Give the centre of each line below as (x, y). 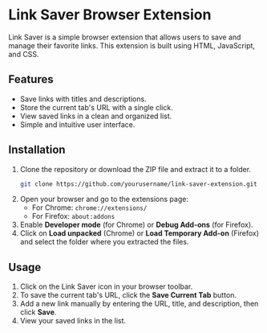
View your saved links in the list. (73, 321)
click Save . (38, 312)
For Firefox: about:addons (73, 216)
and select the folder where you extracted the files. (104, 242)
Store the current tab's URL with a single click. (97, 107)
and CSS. (24, 54)
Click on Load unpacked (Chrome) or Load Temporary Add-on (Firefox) (139, 233)
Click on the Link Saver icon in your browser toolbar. (106, 286)
